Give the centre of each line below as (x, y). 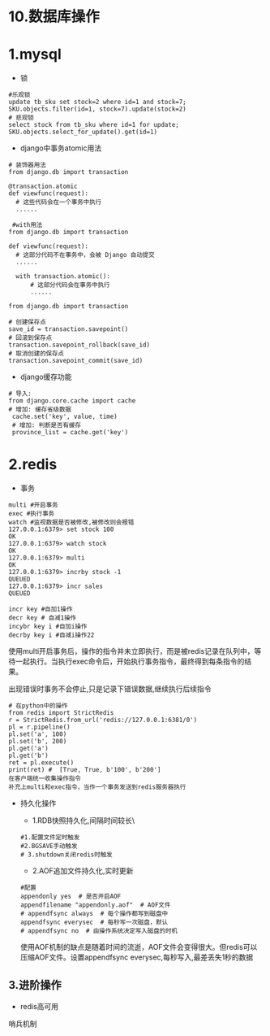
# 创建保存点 (27, 322)
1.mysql (35, 54)
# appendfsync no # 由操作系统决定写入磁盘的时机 (99, 931)
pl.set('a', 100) (38, 734)
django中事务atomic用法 (61, 148)
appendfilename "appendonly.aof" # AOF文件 (95, 905)
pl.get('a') (28, 749)
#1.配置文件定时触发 (50, 838)
